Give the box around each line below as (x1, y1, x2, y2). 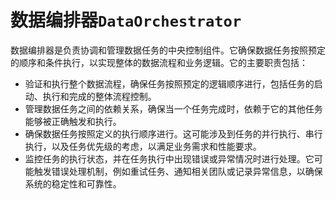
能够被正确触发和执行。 (24, 115, 122, 127)
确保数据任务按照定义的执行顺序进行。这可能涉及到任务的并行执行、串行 (24, 127, 323, 140)
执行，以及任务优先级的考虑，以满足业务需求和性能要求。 (24, 140, 262, 152)
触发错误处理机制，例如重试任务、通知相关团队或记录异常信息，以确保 (33, 165, 323, 177)
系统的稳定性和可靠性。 (24, 177, 122, 190)
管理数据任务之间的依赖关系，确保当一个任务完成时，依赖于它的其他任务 (24, 102, 323, 115)
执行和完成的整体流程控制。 (42, 90, 157, 102)
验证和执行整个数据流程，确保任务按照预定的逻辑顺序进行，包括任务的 (24, 77, 315, 90)
